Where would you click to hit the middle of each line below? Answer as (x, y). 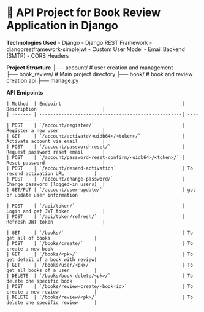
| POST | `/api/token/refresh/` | (96, 216)
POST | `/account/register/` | (98, 125)
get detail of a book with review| (52, 259)
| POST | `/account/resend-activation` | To (100, 168)
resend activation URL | (52, 174)
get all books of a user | (52, 270)
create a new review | (52, 292)
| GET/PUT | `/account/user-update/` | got (101, 190)
